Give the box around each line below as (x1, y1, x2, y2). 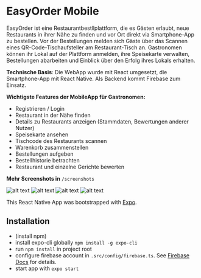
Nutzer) (15, 124, 35, 131)
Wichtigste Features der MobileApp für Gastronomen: (6, 93, 146, 100)
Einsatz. (6, 81, 26, 89)
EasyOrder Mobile (6, 4, 99, 18)
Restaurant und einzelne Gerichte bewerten (15, 163, 125, 170)
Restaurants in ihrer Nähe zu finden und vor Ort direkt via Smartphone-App (6, 30, 195, 38)
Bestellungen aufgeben (15, 150, 74, 158)
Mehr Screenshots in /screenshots (6, 175, 94, 182)
